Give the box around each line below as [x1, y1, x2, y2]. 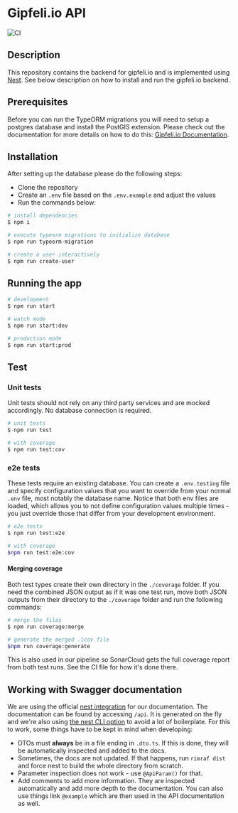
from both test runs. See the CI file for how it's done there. [7, 663, 178, 672]
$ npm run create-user [7, 257, 75, 264]
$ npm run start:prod [7, 341, 72, 349]
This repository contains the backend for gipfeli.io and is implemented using [7, 68, 230, 76]
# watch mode [7, 316, 46, 323]
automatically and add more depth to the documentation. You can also [17, 784, 224, 793]
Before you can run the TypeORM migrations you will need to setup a [7, 115, 210, 124]
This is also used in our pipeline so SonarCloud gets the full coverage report [7, 655, 230, 664]
